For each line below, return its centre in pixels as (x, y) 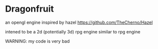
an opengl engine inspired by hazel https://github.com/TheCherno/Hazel (79, 22)
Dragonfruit (30, 9)
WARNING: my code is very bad (38, 41)
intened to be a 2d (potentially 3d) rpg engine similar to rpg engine (73, 32)
